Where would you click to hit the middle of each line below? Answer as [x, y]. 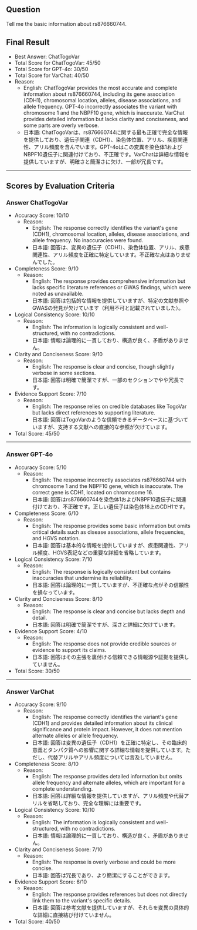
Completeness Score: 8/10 [47, 764]
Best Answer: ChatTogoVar [47, 56]
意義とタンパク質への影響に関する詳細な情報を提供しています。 [109, 750]
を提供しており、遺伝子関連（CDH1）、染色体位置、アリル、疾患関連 [106, 139]
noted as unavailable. [58, 294]
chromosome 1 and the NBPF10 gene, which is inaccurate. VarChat [104, 113]
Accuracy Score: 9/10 [41, 704]
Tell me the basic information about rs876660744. [67, 24]
